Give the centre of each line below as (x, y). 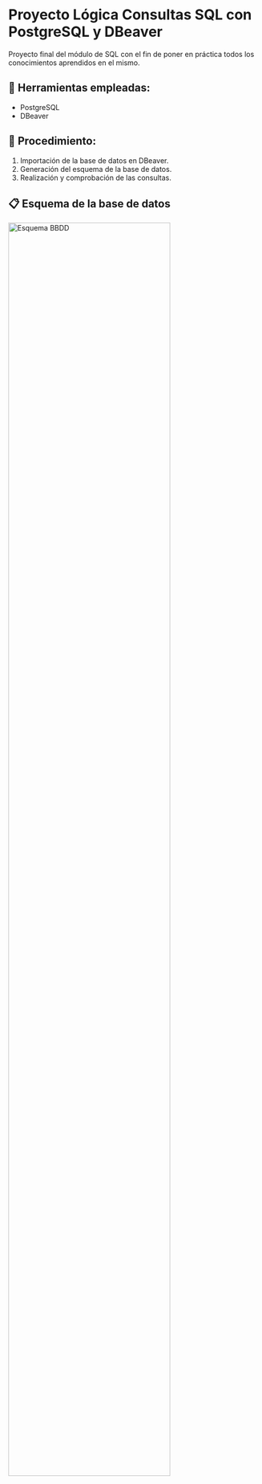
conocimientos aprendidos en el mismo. (74, 63)
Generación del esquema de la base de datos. (96, 169)
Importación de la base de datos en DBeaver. (94, 160)
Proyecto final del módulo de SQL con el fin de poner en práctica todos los (131, 54)
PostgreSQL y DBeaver (85, 32)
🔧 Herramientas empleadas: (79, 88)
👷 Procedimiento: (52, 141)
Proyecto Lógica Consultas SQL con (130, 15)
